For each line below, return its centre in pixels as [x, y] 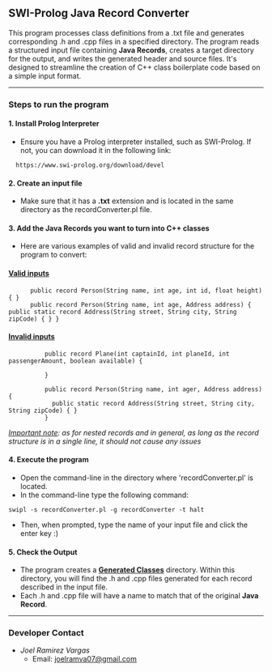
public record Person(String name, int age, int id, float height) [146, 291]
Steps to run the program [59, 104]
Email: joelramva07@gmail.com [85, 659]
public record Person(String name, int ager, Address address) [153, 389]
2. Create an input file [45, 183]
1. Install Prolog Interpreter [54, 124]
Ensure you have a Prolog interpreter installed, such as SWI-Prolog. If [136, 142]
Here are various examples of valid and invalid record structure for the [137, 246]
